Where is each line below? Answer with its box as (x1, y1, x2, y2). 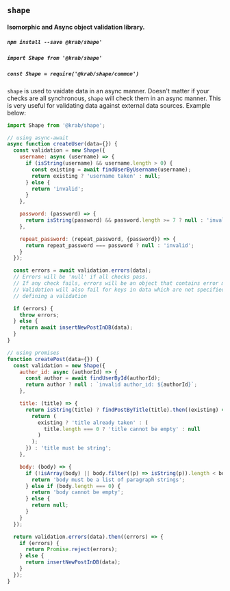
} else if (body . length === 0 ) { (25, 483, 121, 489)
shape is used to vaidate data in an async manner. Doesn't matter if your (7, 86, 210, 95)
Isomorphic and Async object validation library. (7, 23, 145, 31)
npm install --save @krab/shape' (7, 38, 103, 45)
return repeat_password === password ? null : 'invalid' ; (25, 242, 194, 249)
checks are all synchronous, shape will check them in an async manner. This (7, 94, 221, 102)
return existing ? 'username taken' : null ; (31, 172, 161, 179)
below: (7, 108, 26, 117)
